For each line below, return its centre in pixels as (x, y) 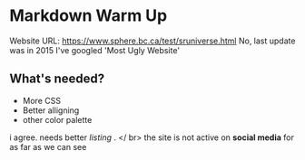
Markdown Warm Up (89, 16)
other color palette (57, 119)
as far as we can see (48, 146)
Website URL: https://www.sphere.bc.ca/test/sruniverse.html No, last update (152, 41)
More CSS (42, 100)
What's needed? (57, 79)
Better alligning (51, 110)
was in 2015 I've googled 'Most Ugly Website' (94, 50)
